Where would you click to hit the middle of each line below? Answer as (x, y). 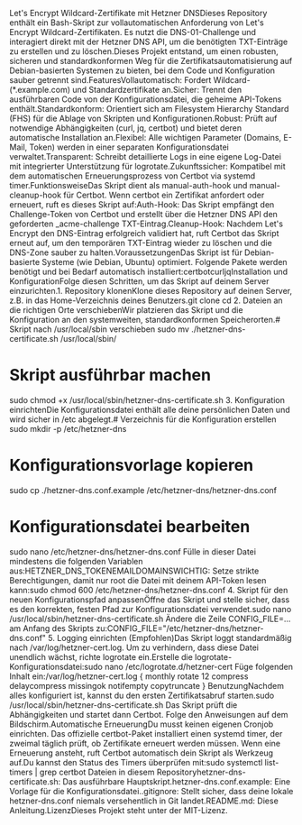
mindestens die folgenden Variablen (76, 561)
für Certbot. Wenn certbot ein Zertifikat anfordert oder (164, 195)
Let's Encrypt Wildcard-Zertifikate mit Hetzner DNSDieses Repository (138, 13)
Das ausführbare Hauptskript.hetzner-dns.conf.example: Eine (177, 781)
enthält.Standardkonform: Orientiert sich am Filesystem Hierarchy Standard (149, 109)
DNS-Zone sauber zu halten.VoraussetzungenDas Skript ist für (126, 252)
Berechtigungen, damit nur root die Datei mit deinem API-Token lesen (138, 580)
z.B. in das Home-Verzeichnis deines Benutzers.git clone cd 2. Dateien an (146, 300)
